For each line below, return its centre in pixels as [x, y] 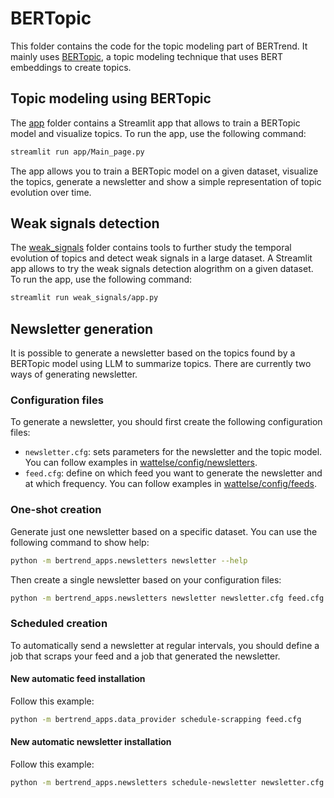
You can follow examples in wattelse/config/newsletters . [141, 463]
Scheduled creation [59, 624]
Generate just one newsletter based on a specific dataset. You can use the [164, 531]
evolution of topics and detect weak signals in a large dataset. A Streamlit [161, 258]
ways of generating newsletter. [74, 374]
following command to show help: [80, 542]
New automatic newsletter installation [91, 742]
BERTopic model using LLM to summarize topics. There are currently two [161, 364]
